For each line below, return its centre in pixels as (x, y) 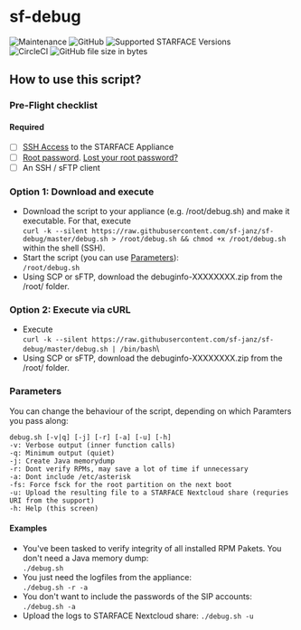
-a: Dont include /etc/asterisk (70, 476)
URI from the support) (52, 500)
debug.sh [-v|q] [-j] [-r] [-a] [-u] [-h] (90, 437)
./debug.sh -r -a (55, 588)
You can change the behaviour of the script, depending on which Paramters (150, 411)
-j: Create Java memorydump (62, 461)
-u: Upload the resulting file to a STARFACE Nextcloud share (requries (149, 493)
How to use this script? (75, 80)
